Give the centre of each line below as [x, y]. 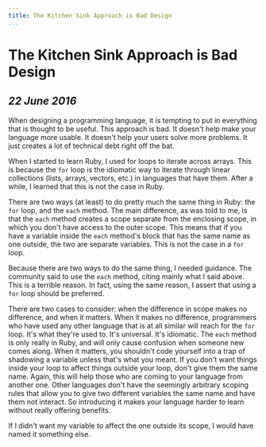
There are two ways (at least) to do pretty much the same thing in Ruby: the [132, 202]
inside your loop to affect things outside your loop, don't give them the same [133, 367]
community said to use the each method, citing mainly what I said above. [126, 276]
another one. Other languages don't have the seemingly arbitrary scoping [128, 385]
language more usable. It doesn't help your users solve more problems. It [128, 137]
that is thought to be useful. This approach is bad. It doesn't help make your [132, 129]
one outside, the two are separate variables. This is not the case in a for [126, 244]
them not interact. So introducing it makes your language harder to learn [126, 402]
